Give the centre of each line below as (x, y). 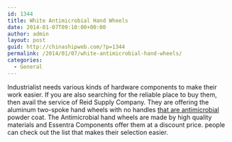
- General (28, 67)
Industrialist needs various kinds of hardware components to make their (112, 87)
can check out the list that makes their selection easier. (88, 132)
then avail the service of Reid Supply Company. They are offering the (108, 102)
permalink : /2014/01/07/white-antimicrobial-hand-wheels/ (95, 54)
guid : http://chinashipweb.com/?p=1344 (66, 47)
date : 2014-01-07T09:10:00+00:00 (57, 27)
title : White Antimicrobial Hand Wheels (68, 21)
